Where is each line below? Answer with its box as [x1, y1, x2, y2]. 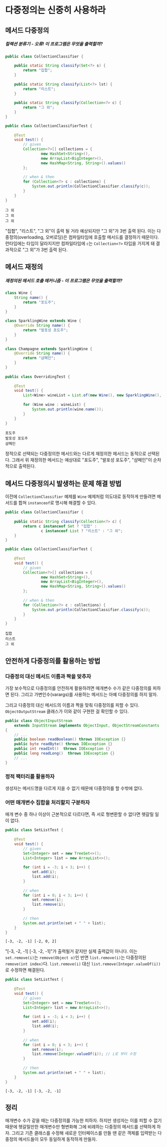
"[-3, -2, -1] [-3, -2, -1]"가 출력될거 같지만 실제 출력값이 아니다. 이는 [5, 948, 138, 954]
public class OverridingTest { [5, 374, 70, 379]
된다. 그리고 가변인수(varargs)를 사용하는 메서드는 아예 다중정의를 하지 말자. [10, 691, 158, 697]
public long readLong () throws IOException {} [14, 751, 115, 756]
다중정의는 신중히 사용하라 [5, 5, 106, 16]
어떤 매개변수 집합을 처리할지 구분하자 [5, 799, 90, 806]
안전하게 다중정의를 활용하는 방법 [5, 657, 101, 665]
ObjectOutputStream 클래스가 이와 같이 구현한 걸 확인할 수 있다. [5, 708, 129, 714]
